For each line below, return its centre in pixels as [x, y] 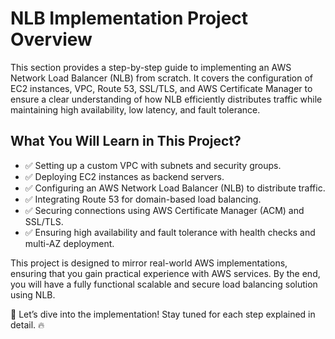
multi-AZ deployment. [69, 243]
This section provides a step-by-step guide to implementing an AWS [151, 67]
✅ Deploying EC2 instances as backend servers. [124, 176]
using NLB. [33, 294]
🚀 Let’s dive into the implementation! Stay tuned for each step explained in [163, 314]
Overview [51, 39]
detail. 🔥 [27, 324]
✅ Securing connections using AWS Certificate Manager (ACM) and [164, 210]
